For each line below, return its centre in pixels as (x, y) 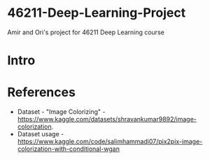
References (41, 93)
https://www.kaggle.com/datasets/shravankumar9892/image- (107, 119)
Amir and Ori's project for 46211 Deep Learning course (86, 32)
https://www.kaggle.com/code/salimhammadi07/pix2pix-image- (110, 142)
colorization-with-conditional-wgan (69, 149)
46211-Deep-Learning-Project (97, 13)
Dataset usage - (41, 134)
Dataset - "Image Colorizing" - (61, 112)
